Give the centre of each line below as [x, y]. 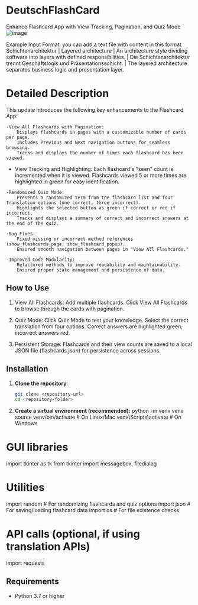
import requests [26, 563]
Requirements [33, 582]
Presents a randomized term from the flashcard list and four [95, 198]
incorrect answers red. [42, 332]
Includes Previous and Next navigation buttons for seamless [93, 143]
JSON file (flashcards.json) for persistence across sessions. [88, 350]
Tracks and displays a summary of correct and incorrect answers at [103, 218]
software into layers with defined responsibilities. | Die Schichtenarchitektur [98, 57]
